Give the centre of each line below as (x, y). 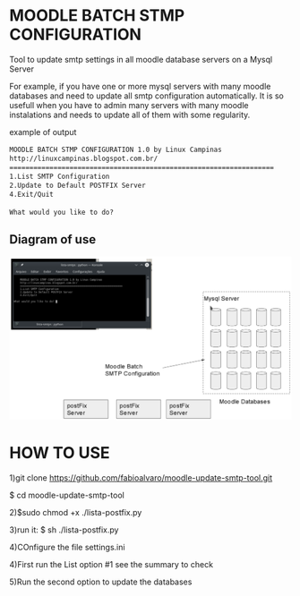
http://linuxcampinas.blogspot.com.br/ (84, 158)
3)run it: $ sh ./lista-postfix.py (64, 530)
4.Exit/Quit (31, 194)
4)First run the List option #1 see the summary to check (111, 564)
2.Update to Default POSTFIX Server (77, 185)
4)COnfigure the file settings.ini (67, 547)
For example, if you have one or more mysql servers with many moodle (140, 86)
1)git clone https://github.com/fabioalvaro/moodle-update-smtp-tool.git (141, 477)
